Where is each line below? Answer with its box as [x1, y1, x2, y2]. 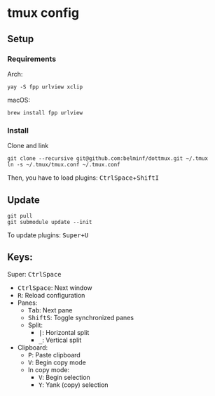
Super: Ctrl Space [7, 270, 62, 278]
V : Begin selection [38, 373, 91, 381]
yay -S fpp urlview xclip [7, 83, 83, 91]
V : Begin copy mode [27, 358, 86, 367]
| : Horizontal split [38, 328, 90, 336]
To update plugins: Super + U [7, 230, 89, 239]
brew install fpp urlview [7, 109, 83, 117]
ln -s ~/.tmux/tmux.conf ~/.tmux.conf [7, 161, 120, 169]
